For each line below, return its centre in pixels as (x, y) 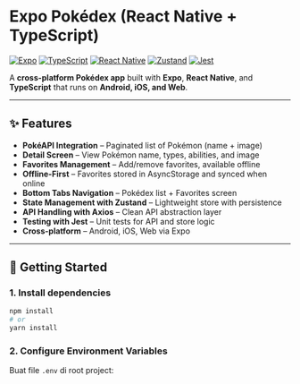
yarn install (33, 329)
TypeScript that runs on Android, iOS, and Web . (99, 87)
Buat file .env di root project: (62, 371)
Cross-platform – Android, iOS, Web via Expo (106, 231)
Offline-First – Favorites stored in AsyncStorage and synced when (145, 174)
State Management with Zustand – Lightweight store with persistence (152, 202)
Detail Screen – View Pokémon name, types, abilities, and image (141, 155)
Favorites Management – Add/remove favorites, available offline (141, 164)
